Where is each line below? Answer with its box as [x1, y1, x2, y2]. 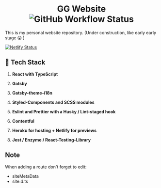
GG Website [57, 3, 106, 15]
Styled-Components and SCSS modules [12, 99, 95, 105]
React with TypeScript [12, 71, 58, 77]
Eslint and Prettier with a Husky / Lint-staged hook [12, 109, 116, 114]
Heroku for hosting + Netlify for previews [12, 127, 97, 133]
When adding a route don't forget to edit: [5, 164, 87, 170]
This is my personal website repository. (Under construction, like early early [5, 30, 157, 35]
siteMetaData [12, 173, 39, 179]
